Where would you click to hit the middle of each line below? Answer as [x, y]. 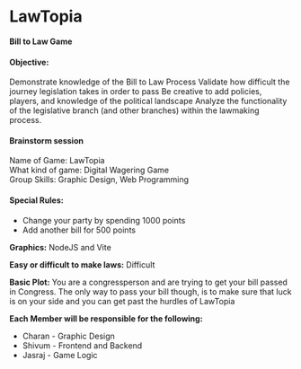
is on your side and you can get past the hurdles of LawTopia [122, 301]
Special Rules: [37, 200]
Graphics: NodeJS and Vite [61, 247]
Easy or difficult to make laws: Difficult [82, 264]
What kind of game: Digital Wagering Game [89, 170]
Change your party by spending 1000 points [104, 220]
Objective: [29, 62]
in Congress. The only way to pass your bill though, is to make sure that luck [150, 291]
